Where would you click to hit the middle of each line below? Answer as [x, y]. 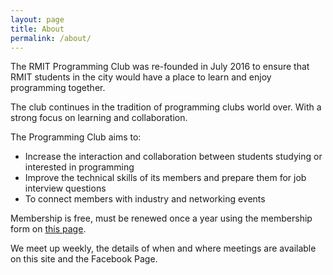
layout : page [37, 19]
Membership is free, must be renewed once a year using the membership [161, 218]
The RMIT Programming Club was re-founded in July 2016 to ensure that [160, 67]
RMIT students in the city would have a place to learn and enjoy [141, 77]
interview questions [65, 188]
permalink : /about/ [51, 38]
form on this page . [48, 229]
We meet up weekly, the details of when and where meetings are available [163, 248]
